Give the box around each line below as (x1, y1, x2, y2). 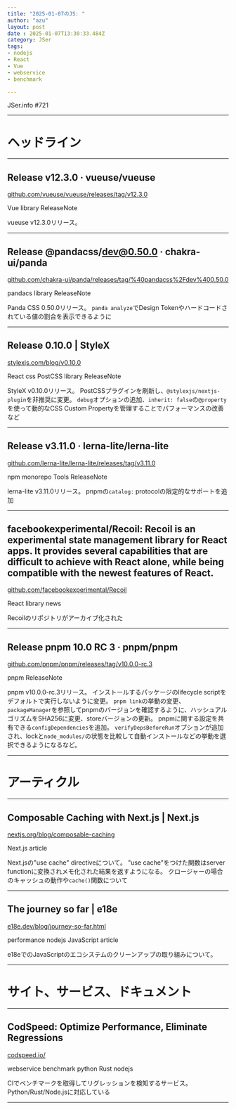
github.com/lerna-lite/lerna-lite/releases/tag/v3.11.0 (7, 458, 156, 467)
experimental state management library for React (7, 534, 228, 546)
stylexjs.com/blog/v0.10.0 (7, 358, 81, 366)
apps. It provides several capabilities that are (7, 545, 209, 557)
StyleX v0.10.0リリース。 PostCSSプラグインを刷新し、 (7, 386, 167, 394)
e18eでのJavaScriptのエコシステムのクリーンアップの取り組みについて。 (7, 950, 217, 958)
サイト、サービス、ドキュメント (7, 983, 192, 1000)
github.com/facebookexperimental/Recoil (7, 586, 127, 594)
